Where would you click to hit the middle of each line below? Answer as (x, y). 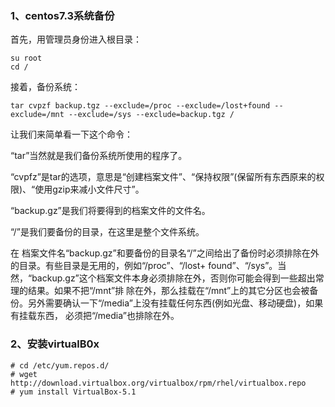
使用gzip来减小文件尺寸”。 (89, 189)
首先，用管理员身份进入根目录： (76, 39)
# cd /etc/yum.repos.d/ (60, 365)
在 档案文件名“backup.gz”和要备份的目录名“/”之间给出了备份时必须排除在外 (165, 253)
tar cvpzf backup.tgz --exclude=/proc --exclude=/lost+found (140, 106)
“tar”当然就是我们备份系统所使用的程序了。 (99, 156)
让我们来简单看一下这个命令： (71, 134)
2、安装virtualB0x (55, 344)
